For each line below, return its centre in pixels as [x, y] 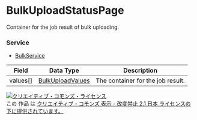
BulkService [30, 56]
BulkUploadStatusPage [65, 10]
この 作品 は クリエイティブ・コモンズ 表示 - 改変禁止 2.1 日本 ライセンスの [98, 104]
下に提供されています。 [35, 111]
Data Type [64, 71]
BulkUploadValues [64, 80]
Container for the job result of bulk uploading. [62, 27]
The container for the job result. [140, 80]
